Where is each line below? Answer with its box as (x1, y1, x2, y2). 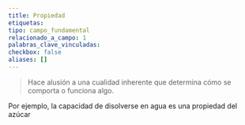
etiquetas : (8, 19, 44, 27)
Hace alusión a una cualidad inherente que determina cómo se (27, 77, 232, 87)
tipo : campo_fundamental (8, 26, 90, 34)
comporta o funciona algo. (27, 85, 115, 95)
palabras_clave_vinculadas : (8, 41, 101, 49)
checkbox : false (8, 48, 62, 56)
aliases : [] (8, 56, 47, 64)
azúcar (8, 109, 32, 119)
